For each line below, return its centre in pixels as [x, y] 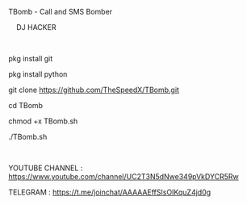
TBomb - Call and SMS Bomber [61, 12]
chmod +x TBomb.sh [43, 121]
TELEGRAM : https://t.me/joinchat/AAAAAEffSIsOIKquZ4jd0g [110, 192]
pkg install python [38, 74]
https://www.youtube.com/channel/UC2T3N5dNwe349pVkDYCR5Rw [124, 176]
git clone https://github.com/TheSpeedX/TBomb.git [94, 90]
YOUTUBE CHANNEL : [46, 168]
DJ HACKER [36, 27]
